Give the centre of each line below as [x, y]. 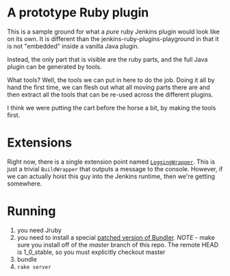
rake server [34, 267]
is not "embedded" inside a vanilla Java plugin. [73, 46]
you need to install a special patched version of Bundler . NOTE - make [116, 237]
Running [31, 211]
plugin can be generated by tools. [54, 66]
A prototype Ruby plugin [78, 13]
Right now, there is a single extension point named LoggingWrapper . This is [111, 162]
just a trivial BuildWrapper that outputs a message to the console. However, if [115, 168]
